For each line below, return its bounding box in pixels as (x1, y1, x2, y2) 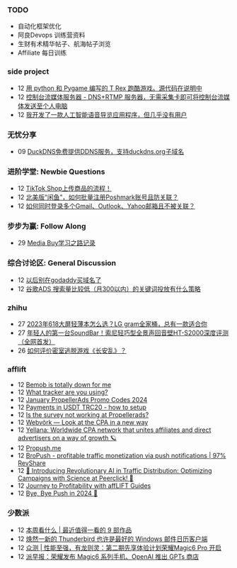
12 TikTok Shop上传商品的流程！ (17, 184, 112, 193)
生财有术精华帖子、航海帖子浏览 (17, 40, 111, 48)
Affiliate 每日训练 (17, 48, 67, 57)
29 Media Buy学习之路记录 (17, 239, 96, 247)
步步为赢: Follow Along (7, 221, 86, 231)
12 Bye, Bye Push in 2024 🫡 (17, 489, 98, 498)
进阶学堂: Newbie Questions (7, 167, 105, 177)
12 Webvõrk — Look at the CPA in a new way (17, 418, 149, 427)
